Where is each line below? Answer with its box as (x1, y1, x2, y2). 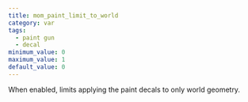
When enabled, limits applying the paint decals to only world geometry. (8, 85, 240, 94)
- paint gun (15, 33, 55, 42)
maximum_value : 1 (8, 56, 66, 64)
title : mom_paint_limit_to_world (8, 11, 119, 20)
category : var (8, 19, 55, 27)
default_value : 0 (8, 63, 66, 71)
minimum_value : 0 (8, 48, 66, 56)
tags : (8, 26, 26, 34)
